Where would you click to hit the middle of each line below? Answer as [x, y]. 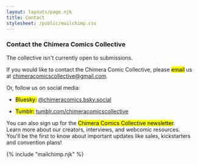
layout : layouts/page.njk [39, 12]
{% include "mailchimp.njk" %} [45, 154]
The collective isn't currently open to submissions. [69, 58]
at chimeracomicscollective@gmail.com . [57, 76]
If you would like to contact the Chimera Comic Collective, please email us [99, 69]
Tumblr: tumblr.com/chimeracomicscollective [72, 111]
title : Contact [26, 18]
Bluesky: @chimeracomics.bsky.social [63, 99]
